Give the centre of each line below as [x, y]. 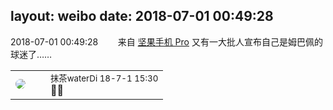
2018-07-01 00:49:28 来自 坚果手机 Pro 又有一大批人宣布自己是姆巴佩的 [166, 41]
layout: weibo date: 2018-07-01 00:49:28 [142, 16]
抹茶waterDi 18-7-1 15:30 [104, 78]
